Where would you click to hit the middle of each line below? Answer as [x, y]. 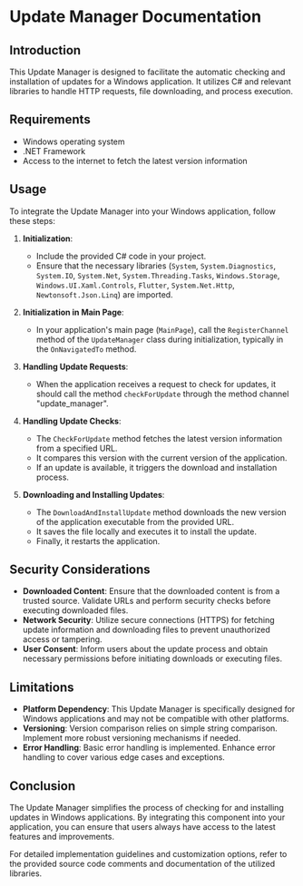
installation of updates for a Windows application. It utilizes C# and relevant [151, 82]
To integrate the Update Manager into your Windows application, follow [143, 211]
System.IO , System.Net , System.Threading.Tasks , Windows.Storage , [158, 275]
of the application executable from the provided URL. [135, 521]
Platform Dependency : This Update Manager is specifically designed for [159, 709]
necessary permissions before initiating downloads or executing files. [152, 658]
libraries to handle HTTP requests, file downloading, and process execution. [151, 91]
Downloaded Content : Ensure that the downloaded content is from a [151, 591]
